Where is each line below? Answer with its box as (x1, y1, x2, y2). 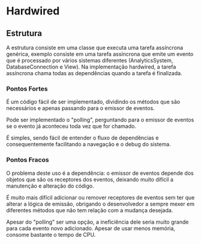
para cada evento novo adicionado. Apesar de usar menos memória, (6, 224, 176, 232)
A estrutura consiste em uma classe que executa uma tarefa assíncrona (6, 44, 184, 51)
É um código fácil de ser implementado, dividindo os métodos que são (6, 98, 181, 106)
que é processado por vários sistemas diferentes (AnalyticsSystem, (6, 57, 173, 64)
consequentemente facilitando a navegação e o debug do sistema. (6, 141, 171, 148)
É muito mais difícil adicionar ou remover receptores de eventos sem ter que (6, 194, 195, 201)
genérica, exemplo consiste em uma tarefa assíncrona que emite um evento (6, 50, 194, 58)
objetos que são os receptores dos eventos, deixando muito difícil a (6, 175, 174, 183)
